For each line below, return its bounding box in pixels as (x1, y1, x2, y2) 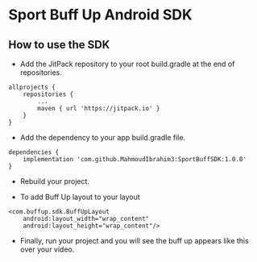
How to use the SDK (8, 38, 110, 52)
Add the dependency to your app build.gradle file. (19, 133, 186, 142)
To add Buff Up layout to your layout (19, 192, 141, 202)
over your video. (19, 244, 75, 254)
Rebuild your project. (19, 177, 90, 186)
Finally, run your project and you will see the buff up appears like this (19, 236, 250, 245)
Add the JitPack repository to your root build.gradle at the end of (19, 59, 235, 69)
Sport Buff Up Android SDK (8, 6, 193, 24)
